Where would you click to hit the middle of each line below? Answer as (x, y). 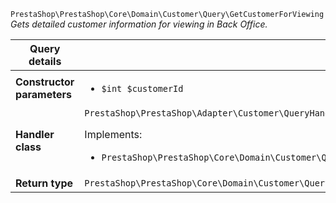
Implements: (113, 134)
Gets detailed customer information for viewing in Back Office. (139, 24)
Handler (35, 134)
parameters (43, 94)
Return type (44, 183)
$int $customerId (142, 88)
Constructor (45, 82)
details (45, 61)
